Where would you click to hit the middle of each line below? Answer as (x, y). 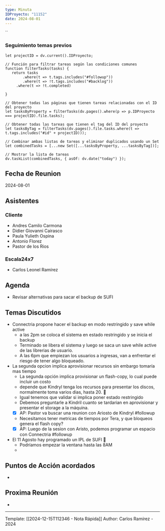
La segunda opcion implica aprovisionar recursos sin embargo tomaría (83, 366)
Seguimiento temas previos (39, 46)
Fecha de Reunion (33, 174)
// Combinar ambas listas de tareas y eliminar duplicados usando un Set (82, 141)
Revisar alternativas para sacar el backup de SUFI (63, 297)
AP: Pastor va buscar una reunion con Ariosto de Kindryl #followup (87, 413)
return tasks (25, 73)
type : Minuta (18, 10)
